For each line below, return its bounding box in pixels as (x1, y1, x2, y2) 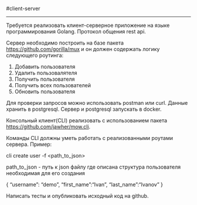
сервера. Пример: (6, 141, 52, 148)
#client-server (6, 5, 40, 12)
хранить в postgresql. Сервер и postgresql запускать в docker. (6, 105, 162, 112)
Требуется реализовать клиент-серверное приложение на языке (6, 22, 170, 29)
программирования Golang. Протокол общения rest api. (6, 28, 147, 35)
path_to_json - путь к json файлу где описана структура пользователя (6, 163, 181, 170)
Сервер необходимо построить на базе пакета (6, 39, 124, 46)
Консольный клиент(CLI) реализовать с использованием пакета (6, 117, 168, 124)
